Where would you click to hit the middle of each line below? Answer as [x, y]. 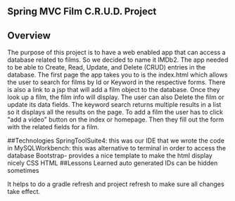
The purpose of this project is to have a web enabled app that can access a [117, 53]
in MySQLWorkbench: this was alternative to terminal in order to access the [117, 148]
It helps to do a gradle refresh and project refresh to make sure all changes [116, 184]
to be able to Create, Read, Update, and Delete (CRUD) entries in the [107, 67]
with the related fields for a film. [53, 127]
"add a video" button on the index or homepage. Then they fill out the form [116, 119]
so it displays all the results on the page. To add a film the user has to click [115, 112]
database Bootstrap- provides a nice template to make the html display [110, 156]
